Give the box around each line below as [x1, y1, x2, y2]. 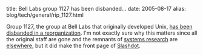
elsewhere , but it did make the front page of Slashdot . [6, 42, 141, 49]
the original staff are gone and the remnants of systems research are [6, 36, 178, 42]
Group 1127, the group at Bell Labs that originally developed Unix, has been [6, 23, 193, 30]
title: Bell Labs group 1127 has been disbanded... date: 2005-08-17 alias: [6, 5, 186, 12]
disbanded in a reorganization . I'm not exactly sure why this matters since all [6, 29, 198, 36]
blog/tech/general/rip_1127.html [6, 11, 84, 19]
